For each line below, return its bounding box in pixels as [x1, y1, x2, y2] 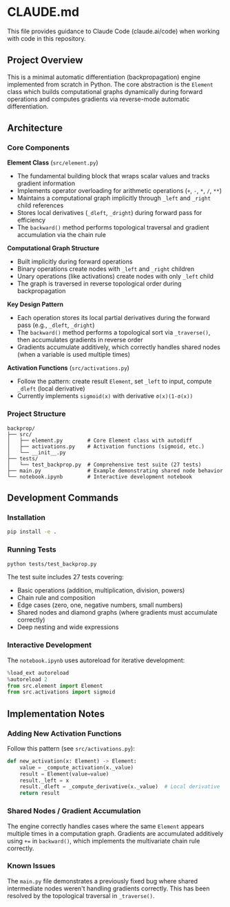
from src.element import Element [7, 682, 103, 689]
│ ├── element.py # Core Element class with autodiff [7, 437, 193, 444]
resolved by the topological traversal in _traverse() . [7, 891, 155, 899]
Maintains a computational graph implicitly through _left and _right [17, 194, 211, 203]
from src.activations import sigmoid [7, 689, 116, 695]
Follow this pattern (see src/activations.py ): [7, 744, 136, 752]
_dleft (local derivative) [17, 384, 85, 393]
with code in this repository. [7, 34, 86, 42]
